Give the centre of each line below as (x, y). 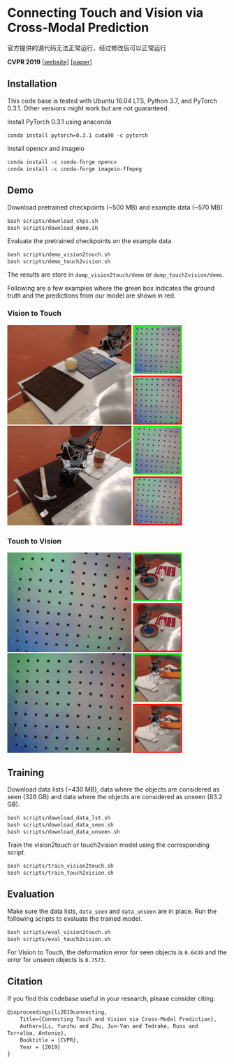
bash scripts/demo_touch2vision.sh (59, 261)
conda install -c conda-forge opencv (62, 162)
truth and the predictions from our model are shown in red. (92, 296)
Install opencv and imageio (46, 148)
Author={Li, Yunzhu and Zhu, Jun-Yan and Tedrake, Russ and (109, 1026)
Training (26, 772)
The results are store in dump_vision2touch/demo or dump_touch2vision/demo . (116, 275)
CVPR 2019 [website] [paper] (50, 61)
